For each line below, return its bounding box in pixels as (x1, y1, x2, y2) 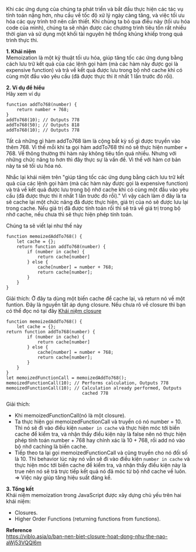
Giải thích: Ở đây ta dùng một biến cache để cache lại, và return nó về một (6, 295, 185, 302)
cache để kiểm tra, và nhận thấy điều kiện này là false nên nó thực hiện (14, 430, 187, 437)
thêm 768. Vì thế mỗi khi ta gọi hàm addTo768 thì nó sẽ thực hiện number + (6, 144, 188, 150)
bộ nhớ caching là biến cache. (14, 443, 88, 450)
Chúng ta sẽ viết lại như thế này (6, 222, 82, 229)
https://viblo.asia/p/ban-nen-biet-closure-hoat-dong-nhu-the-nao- (6, 533, 168, 540)
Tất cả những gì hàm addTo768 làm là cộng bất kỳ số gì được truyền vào (6, 137, 181, 144)
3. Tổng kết (6, 485, 34, 492)
